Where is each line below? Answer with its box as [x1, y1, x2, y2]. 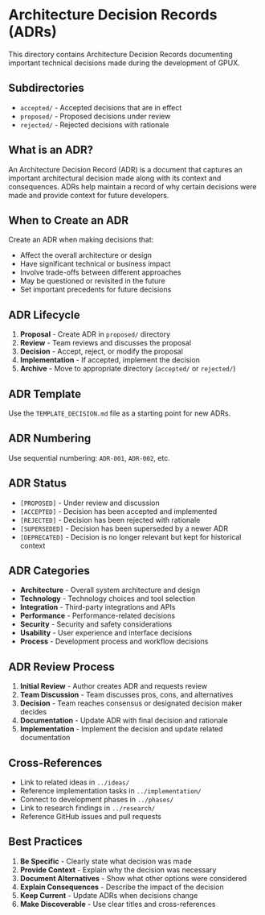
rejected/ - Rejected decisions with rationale [19, 119, 169, 130]
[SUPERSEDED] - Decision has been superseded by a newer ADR [19, 524, 229, 533]
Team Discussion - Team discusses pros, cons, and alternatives [19, 690, 234, 700]
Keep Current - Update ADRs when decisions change [19, 890, 198, 900]
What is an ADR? [8, 143, 94, 157]
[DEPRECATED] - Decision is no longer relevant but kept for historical [19, 532, 242, 541]
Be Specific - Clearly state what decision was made [19, 856, 193, 866]
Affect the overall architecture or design [19, 250, 153, 260]
